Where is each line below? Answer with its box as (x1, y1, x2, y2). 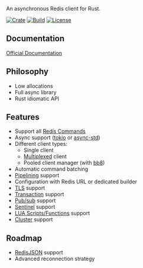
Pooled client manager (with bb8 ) (23, 159, 105, 167)
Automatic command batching (14, 165, 89, 173)
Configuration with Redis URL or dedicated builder (14, 178, 138, 186)
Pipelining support (14, 172, 60, 179)
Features (6, 112, 40, 122)
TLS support (14, 184, 45, 192)
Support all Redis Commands (14, 127, 86, 135)
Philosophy (6, 66, 49, 76)
